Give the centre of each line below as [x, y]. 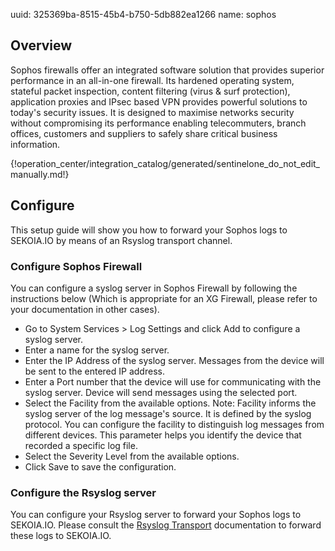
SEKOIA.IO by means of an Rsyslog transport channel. [121, 240]
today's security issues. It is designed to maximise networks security [152, 112]
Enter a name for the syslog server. [97, 350]
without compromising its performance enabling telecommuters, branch [158, 123]
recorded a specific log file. [81, 445]
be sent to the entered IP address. [94, 371]
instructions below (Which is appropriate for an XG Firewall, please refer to [164, 298]
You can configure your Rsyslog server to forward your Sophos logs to [156, 515]
